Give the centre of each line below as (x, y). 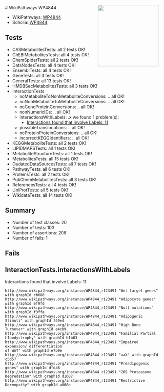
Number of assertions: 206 (39, 232)
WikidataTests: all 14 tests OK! (42, 195)
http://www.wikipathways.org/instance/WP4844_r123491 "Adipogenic (74, 316)
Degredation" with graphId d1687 (39, 376)
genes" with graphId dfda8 (32, 368)
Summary (20, 211)
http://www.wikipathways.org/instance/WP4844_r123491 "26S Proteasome (78, 372)
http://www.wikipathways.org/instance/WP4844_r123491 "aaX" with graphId (82, 355)
